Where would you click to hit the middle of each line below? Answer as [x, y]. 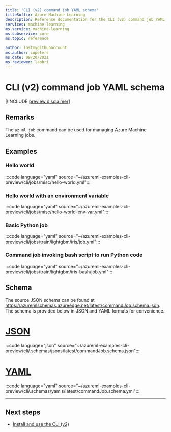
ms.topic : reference [27, 39]
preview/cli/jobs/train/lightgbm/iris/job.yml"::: [53, 242]
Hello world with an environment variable [57, 196]
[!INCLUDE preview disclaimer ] [38, 101]
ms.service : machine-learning [37, 29]
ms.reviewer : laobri [27, 62]
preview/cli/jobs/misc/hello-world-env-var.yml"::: [57, 212]
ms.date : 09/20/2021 [27, 57]
